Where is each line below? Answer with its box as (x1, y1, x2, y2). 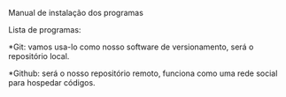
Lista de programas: (8, 25, 81, 34)
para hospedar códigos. (8, 78, 96, 87)
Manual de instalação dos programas (8, 8, 143, 18)
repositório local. (8, 51, 70, 61)
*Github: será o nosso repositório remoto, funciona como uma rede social (8, 68, 278, 78)
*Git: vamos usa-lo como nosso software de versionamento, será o (8, 41, 254, 52)
